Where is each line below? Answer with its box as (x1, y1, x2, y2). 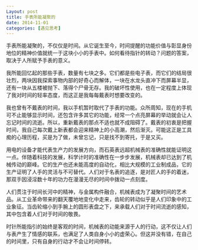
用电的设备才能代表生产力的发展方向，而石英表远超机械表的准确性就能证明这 (6, 146, 192, 154)
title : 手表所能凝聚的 (6, 14, 56, 20)
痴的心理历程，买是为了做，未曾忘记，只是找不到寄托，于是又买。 (6, 134, 166, 141)
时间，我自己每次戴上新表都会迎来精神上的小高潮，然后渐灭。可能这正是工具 (6, 126, 192, 134)
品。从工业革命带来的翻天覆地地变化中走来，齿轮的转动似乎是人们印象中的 (6, 196, 187, 203)
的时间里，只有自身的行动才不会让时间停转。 (6, 238, 115, 245)
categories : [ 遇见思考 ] (6, 25, 61, 31)
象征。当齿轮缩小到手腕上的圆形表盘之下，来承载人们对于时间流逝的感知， (11, 203, 192, 210)
